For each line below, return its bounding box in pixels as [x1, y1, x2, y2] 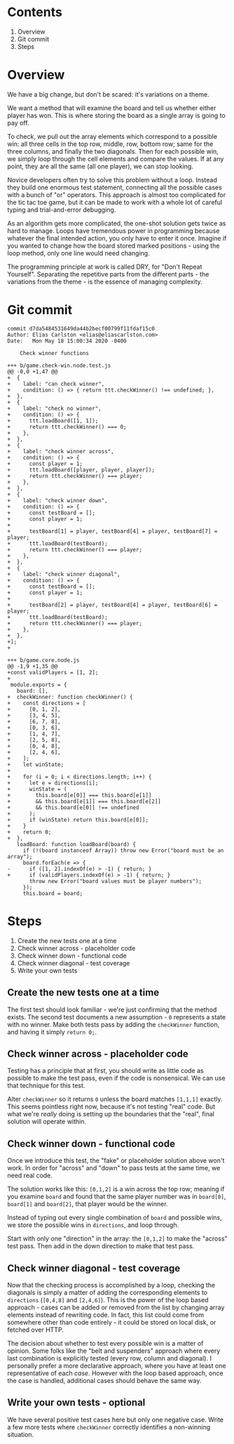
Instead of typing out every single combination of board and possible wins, [7, 1213, 222, 1222]
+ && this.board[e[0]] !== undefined [7, 804, 139, 811]
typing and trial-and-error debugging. [7, 205, 116, 214]
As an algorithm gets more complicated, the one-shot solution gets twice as [7, 219, 226, 227]
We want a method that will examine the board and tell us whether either [7, 103, 216, 112]
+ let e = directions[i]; [7, 780, 99, 787]
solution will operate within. [7, 1117, 86, 1126]
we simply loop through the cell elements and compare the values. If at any [7, 154, 224, 163]
